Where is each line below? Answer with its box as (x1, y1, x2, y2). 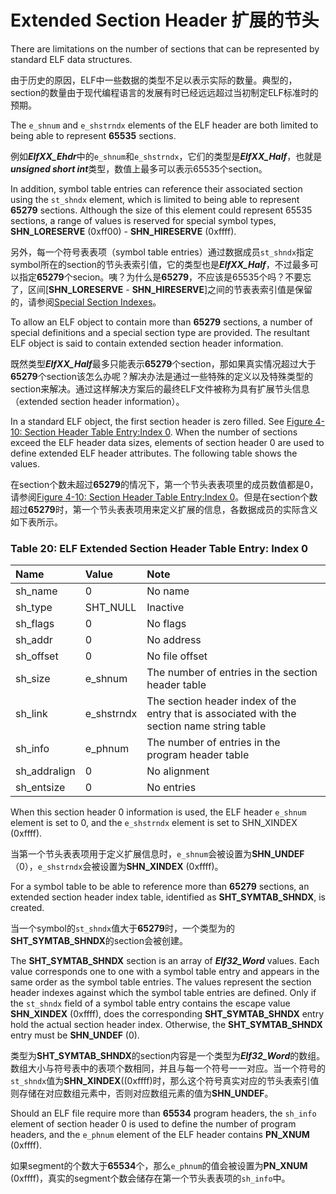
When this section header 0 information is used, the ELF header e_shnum (10, 806, 307, 818)
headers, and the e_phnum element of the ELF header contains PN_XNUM (10, 1129, 310, 1141)
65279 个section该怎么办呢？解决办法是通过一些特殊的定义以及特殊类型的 (10, 370, 313, 382)
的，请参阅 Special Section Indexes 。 (10, 296, 162, 308)
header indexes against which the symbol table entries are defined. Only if (10, 987, 317, 999)
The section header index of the (146, 694, 297, 708)
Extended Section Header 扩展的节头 (10, 9, 320, 32)
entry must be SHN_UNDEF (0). (10, 1029, 140, 1041)
